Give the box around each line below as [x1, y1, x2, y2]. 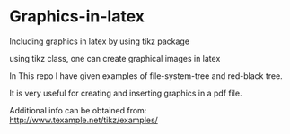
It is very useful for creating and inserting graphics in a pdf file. [9, 88, 242, 98]
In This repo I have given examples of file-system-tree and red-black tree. [9, 70, 283, 81]
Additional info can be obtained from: [9, 105, 147, 115]
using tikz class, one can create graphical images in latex [9, 53, 221, 63]
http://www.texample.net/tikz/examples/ [9, 114, 159, 125]
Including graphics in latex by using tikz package [9, 36, 190, 46]
